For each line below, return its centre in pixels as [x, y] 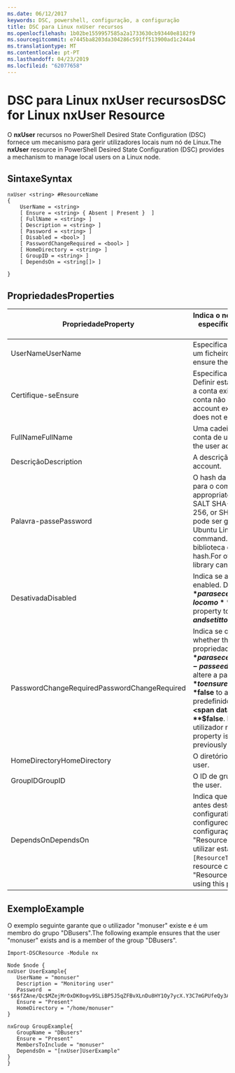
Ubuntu [205, 530]
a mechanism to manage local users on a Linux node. [84, 157]
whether [206, 640]
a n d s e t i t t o [211, 620]
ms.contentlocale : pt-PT [43, 53]
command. [210, 539]
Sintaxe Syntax [40, 179]
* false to [207, 693]
